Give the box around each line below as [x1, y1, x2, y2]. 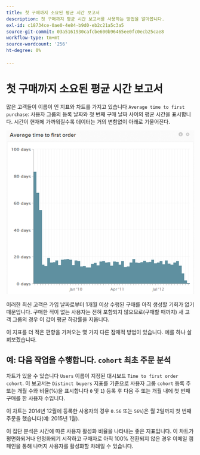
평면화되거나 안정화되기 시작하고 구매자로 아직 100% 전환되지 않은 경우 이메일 [6, 435, 187, 442]
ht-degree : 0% [6, 48, 42, 54]
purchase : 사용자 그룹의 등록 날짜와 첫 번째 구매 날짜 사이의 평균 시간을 [6, 111, 171, 118]
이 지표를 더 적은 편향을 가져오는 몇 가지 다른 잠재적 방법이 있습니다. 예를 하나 [6, 328, 186, 335]
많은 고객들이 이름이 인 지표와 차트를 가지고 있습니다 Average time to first [6, 103, 185, 110]
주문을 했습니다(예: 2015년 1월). [6, 414, 79, 422]
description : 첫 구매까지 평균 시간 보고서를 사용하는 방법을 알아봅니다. [6, 16, 165, 22]
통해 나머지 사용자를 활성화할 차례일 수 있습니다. [21, 442, 134, 450]
